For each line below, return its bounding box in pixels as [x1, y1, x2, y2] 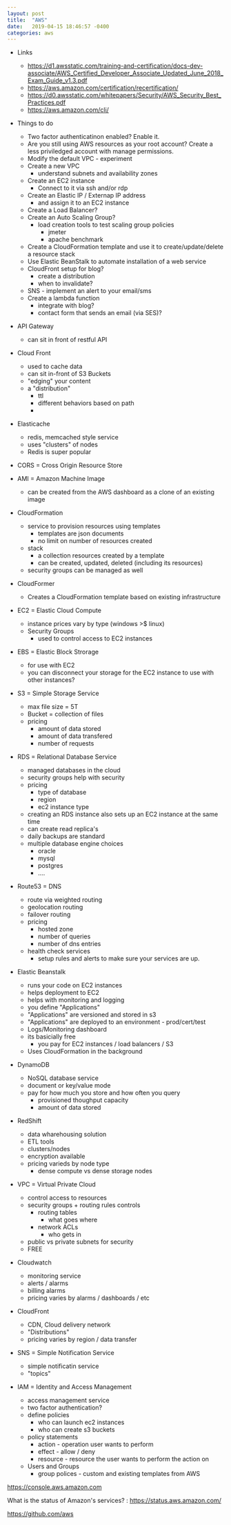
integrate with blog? [37, 301, 94, 310]
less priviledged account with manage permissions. [27, 147, 174, 155]
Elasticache [17, 419, 50, 428]
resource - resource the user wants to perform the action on [37, 1455, 209, 1464]
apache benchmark [48, 236, 103, 244]
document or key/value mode [27, 1081, 111, 1090]
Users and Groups [27, 1462, 79, 1470]
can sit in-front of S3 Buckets [27, 370, 112, 378]
